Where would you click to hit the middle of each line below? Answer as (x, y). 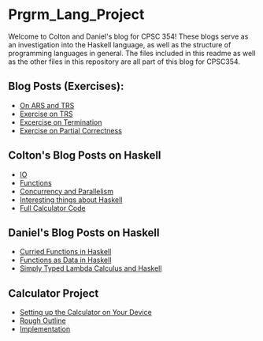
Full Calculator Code (52, 208)
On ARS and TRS (47, 105)
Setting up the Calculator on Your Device (85, 313)
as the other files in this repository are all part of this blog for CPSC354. (124, 62)
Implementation (45, 329)
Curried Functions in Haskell (65, 252)
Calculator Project (54, 293)
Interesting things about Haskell (71, 200)
